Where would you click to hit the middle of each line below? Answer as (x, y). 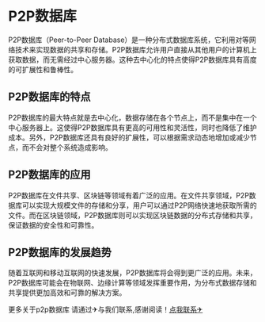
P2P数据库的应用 (49, 175)
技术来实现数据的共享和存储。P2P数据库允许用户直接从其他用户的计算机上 (136, 49)
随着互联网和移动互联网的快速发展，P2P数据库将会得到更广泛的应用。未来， (132, 273)
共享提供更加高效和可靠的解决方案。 (67, 293)
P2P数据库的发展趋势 (60, 252)
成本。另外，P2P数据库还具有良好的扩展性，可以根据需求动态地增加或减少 (129, 137)
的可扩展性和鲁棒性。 (43, 69)
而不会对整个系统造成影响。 (67, 147)
